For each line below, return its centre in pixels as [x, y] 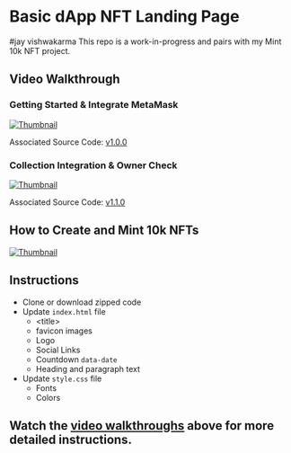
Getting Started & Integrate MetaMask [94, 105]
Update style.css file [62, 378]
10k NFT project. [40, 50]
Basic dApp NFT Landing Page [124, 17]
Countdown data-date [77, 359]
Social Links [58, 350]
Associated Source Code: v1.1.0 [67, 202]
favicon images [64, 331]
